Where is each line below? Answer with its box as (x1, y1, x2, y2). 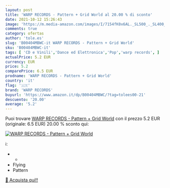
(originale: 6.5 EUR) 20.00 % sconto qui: (5, 121, 90, 127)
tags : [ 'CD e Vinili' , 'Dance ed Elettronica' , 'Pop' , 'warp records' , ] (5, 50, 159, 55)
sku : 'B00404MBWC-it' (5, 45, 51, 50)
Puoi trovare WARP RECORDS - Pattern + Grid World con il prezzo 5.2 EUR (5, 116, 160, 122)
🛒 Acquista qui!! (5, 177, 38, 183)
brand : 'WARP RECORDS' (5, 87, 53, 93)
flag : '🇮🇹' (5, 83, 30, 88)
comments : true (5, 26, 37, 31)
